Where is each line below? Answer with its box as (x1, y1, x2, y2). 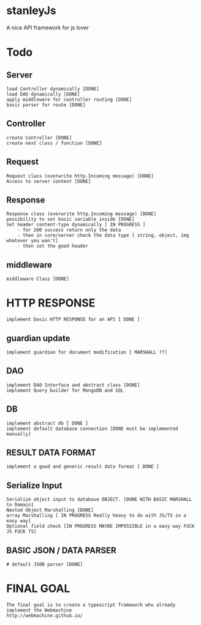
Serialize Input (6, 480, 63, 490)
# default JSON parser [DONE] (6, 561, 83, 568)
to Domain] (6, 502, 34, 508)
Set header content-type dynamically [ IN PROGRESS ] (6, 221, 146, 228)
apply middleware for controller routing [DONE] (6, 96, 132, 103)
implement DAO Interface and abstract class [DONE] (6, 382, 140, 388)
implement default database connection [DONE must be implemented (6, 426, 178, 432)
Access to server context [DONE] (6, 178, 91, 184)
